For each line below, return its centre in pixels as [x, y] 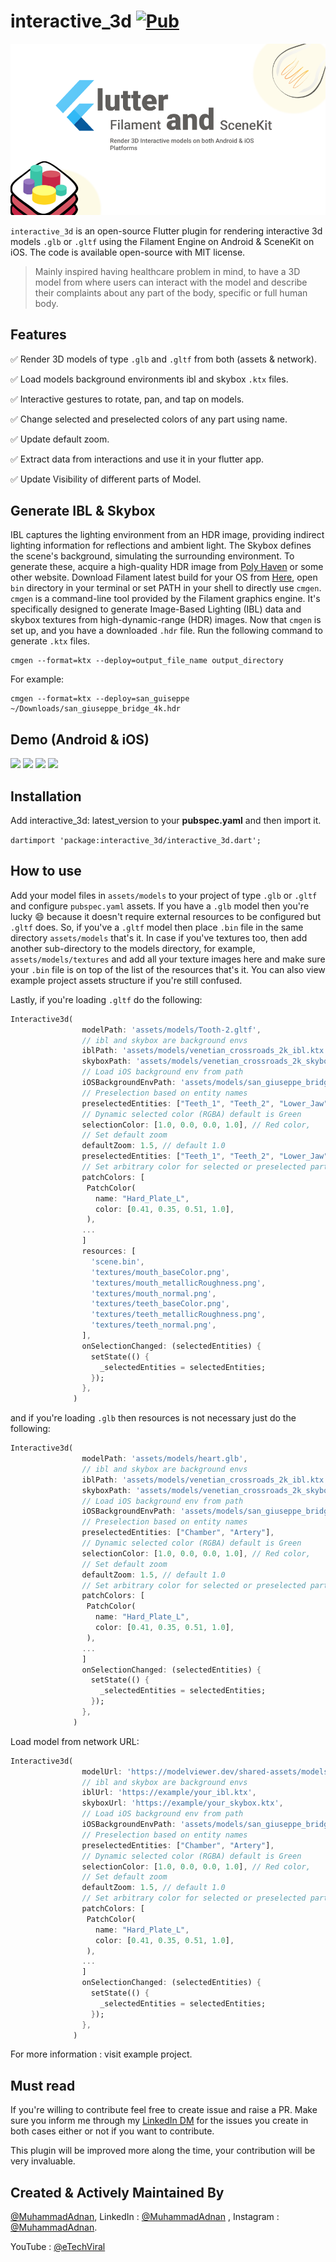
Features [38, 335]
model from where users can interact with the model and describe [171, 282]
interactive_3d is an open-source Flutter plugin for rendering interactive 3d [166, 231]
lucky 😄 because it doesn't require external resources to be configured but [165, 916]
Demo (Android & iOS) [80, 739]
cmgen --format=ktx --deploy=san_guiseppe [100, 699]
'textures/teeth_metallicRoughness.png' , [178, 1315]
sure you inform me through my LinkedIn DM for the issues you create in [159, 2121]
